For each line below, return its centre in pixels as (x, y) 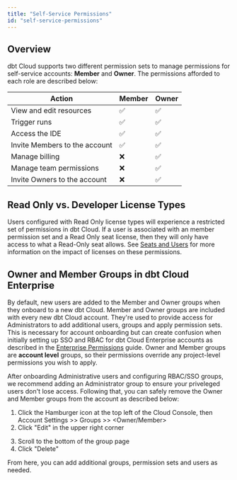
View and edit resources (51, 110)
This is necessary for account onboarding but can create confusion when (114, 332)
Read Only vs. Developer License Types (97, 205)
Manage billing (35, 156)
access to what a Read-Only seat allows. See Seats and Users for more (111, 244)
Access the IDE (36, 134)
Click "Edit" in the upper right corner (71, 427)
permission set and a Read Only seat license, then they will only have (108, 237)
